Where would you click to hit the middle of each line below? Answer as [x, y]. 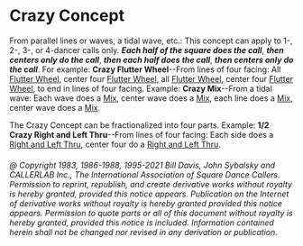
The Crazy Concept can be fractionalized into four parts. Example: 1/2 [139, 125]
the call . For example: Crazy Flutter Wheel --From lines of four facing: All [145, 69]
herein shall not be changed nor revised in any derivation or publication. [143, 232]
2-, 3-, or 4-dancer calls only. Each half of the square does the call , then [147, 50]
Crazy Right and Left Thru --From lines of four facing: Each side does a [142, 134]
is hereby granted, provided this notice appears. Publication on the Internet [149, 194]
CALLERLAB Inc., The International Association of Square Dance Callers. [145, 174]
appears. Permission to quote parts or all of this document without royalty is [151, 213]
